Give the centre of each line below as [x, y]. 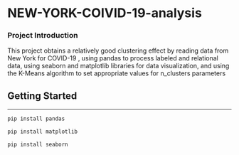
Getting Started [42, 96]
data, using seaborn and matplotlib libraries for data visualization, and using [118, 66]
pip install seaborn [38, 145]
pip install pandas [36, 119]
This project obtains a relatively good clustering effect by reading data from [118, 50]
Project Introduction [43, 36]
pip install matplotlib [43, 132]
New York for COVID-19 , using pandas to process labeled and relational [113, 58]
